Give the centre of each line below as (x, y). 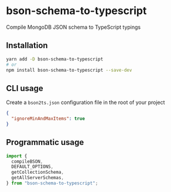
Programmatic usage (45, 142)
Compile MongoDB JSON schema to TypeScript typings (73, 27)
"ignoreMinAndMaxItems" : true (48, 119)
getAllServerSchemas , (38, 178)
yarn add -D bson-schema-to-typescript (55, 59)
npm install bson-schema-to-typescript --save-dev (69, 70)
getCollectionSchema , (38, 172)
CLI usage (25, 88)
